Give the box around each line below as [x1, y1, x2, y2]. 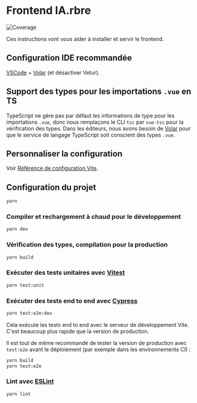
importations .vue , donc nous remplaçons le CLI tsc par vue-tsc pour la [6, 118, 184, 126]
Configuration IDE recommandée [6, 53, 133, 63]
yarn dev [6, 226, 28, 233]
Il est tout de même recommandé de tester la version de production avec [6, 339, 187, 346]
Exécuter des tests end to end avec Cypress [6, 297, 138, 305]
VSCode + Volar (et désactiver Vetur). [6, 69, 100, 76]
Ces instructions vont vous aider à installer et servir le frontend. [6, 35, 164, 42]
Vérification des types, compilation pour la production [6, 240, 168, 249]
